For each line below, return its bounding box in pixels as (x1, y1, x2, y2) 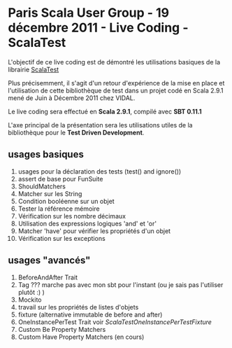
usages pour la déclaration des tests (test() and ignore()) (17, 167, 182, 176)
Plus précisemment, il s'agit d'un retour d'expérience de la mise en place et (8, 78, 225, 87)
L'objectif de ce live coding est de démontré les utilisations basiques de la (8, 57, 221, 66)
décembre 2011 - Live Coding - (8, 20, 189, 36)
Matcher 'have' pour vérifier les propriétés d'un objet (17, 226, 171, 235)
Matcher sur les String (17, 189, 82, 197)
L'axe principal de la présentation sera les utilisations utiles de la (8, 120, 193, 129)
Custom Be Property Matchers (17, 325, 106, 333)
